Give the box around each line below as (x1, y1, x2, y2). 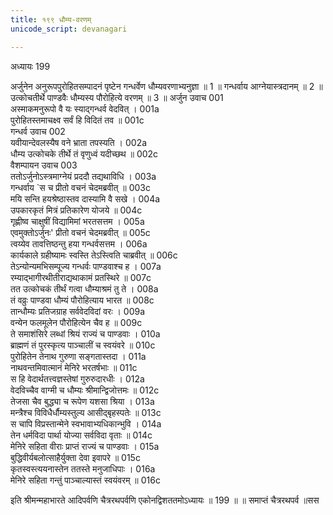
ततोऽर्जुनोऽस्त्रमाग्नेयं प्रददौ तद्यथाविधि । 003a (10, 170, 157, 182)
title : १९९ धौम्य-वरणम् (10, 14, 92, 25)
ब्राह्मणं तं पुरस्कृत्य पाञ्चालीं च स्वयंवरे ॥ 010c (10, 339, 156, 351)
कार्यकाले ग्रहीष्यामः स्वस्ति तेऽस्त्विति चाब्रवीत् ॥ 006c (10, 249, 178, 261)
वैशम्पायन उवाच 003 (10, 159, 78, 171)
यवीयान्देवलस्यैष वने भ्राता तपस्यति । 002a (10, 136, 148, 148)
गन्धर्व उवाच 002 (10, 125, 66, 137)
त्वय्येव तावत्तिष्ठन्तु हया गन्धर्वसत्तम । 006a (10, 237, 148, 250)
